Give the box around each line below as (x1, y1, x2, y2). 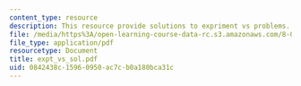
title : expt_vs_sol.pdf (9, 55, 99, 64)
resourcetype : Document (9, 47, 99, 56)
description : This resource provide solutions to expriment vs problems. (9, 21, 291, 30)
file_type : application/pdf (9, 38, 115, 47)
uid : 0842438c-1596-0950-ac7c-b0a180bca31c (9, 64, 175, 73)
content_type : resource (9, 13, 99, 22)
